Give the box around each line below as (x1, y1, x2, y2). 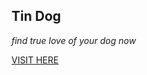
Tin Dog (11, 8, 62, 25)
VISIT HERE (11, 54, 59, 66)
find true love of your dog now (11, 34, 137, 46)
